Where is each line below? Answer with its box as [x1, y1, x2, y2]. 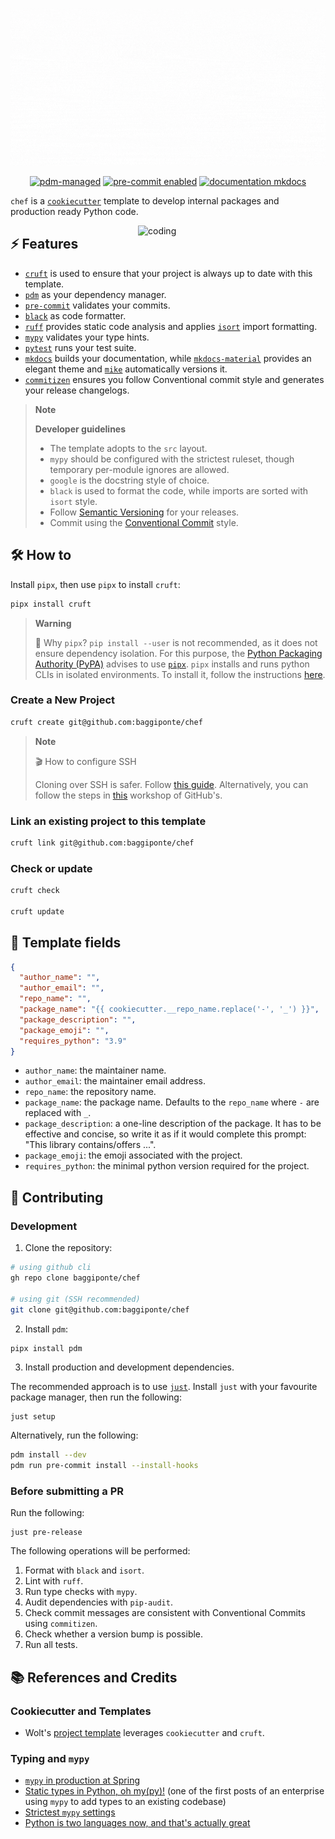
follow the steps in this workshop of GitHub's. [34, 789, 223, 801]
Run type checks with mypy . [24, 1586, 138, 1598]
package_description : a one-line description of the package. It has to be [24, 1118, 322, 1130]
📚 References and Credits [10, 1669, 178, 1686]
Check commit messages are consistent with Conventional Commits [24, 1607, 306, 1619]
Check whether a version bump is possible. [24, 1628, 204, 1640]
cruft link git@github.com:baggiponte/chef [10, 838, 195, 848]
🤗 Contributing [10, 1189, 104, 1206]
